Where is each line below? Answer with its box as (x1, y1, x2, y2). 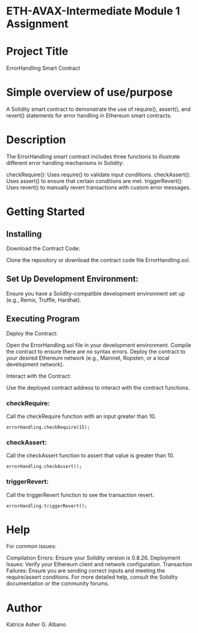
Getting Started (6, 205, 85, 219)
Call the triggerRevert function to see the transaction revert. (6, 491, 155, 498)
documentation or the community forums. (6, 580, 110, 587)
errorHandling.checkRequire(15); (6, 424, 90, 430)
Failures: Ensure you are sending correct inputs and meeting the (6, 567, 166, 575)
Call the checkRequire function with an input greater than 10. (6, 413, 156, 420)
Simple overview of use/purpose (6, 86, 173, 99)
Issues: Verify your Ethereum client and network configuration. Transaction (6, 561, 193, 568)
